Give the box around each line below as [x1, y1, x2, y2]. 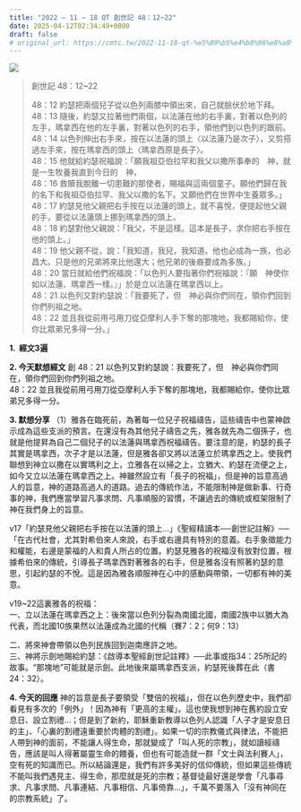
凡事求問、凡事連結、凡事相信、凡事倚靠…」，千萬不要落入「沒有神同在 [24, 782, 288, 793]
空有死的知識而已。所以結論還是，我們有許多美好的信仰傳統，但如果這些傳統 [9, 759, 292, 771]
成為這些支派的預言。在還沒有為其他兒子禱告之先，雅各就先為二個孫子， [16, 426, 284, 436]
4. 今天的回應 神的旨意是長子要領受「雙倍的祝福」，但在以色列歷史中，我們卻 [9, 692, 292, 704]
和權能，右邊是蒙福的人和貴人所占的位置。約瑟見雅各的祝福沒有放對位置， [9, 546, 284, 557]
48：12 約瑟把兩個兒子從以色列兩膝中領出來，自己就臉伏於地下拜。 [30, 99, 279, 110]
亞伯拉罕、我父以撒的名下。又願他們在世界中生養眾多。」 [78, 189, 287, 200]
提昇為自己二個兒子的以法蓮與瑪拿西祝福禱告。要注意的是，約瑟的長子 [32, 436, 292, 448]
